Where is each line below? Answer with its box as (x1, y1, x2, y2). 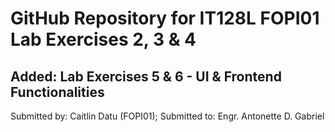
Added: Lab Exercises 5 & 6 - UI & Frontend (10, 68, 282, 85)
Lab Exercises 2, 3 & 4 (10, 28, 197, 51)
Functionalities (10, 83, 105, 101)
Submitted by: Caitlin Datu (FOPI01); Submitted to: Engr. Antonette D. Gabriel (10, 110, 325, 122)
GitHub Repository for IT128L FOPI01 (10, 7, 320, 30)
